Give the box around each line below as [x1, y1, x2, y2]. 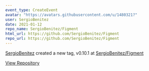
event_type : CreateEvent [5, 7, 58, 13]
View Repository [5, 60, 40, 66]
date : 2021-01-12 [5, 21, 42, 27]
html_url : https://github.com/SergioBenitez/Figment [5, 31, 120, 36]
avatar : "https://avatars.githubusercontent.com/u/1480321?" [5, 12, 138, 17]
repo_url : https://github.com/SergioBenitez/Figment [5, 36, 120, 41]
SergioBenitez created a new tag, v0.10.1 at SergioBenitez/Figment [5, 50, 144, 56]
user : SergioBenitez [5, 17, 49, 22]
